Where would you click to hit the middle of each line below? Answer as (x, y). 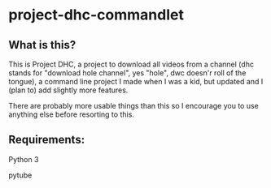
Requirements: (47, 140)
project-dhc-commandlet (96, 15)
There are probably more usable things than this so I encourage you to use (133, 106)
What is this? (42, 45)
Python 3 (24, 159)
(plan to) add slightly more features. (68, 90)
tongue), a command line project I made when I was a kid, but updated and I (136, 81)
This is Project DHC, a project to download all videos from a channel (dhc (131, 64)
